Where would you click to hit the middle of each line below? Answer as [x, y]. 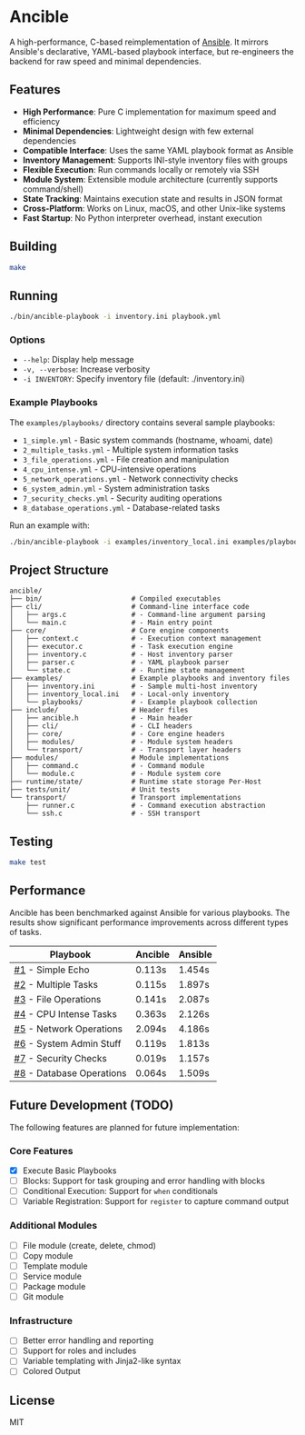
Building [33, 247]
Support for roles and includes [79, 1350]
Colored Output [51, 1371]
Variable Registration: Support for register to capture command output [155, 1201]
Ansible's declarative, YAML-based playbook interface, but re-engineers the [152, 51]
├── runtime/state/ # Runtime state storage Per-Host [135, 782]
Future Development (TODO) [92, 1106]
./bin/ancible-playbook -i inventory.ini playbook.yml [115, 317]
